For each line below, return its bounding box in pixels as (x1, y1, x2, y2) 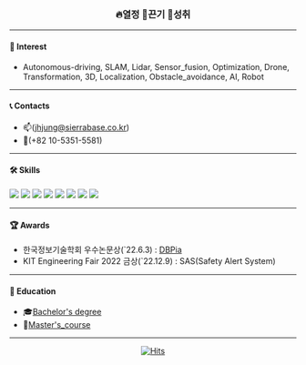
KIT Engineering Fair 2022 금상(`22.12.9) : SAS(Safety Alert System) (22, 256, 276, 267)
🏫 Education (9, 285, 56, 297)
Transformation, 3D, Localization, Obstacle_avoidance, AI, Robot (22, 71, 264, 82)
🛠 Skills (9, 165, 41, 176)
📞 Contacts (9, 100, 50, 111)
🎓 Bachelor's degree (22, 307, 102, 318)
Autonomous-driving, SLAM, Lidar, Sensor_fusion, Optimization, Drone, (22, 61, 290, 72)
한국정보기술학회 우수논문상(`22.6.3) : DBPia (22, 244, 182, 256)
